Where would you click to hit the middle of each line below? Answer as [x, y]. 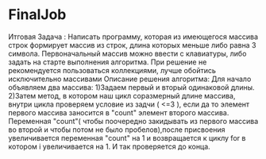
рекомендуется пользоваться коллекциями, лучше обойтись [112, 70]
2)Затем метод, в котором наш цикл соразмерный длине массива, [122, 95]
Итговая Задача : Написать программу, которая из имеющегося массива [133, 37]
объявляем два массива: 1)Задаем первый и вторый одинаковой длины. [132, 87]
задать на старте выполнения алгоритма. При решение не [108, 62]
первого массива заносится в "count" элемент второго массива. [119, 112]
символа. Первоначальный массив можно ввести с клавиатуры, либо [127, 53]
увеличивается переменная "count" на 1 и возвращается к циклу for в [127, 138]
